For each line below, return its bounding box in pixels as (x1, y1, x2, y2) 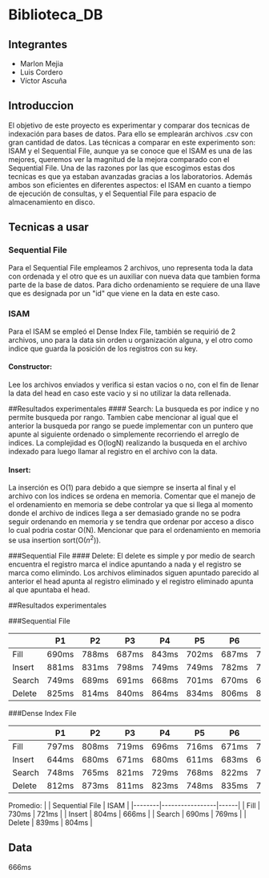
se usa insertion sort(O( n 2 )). (8, 534, 102, 545)
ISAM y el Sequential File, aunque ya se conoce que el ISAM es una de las (8, 146, 253, 156)
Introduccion (8, 99, 74, 113)
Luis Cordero (19, 67, 63, 77)
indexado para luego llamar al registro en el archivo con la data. (8, 447, 218, 456)
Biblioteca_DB (8, 6, 103, 24)
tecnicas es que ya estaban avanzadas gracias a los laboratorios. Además (8, 171, 253, 181)
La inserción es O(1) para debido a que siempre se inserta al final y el (8, 483, 236, 493)
